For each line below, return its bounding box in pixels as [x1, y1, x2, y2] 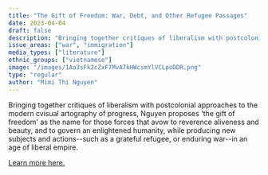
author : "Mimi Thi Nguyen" [8, 78, 98, 86]
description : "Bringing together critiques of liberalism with [8, 33, 223, 42]
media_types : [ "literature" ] [8, 49, 105, 56]
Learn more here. [8, 157, 65, 167]
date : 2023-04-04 [8, 19, 66, 27]
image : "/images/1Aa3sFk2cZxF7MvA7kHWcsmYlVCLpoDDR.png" [8, 64, 202, 72]
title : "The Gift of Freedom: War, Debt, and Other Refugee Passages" [8, 11, 248, 20]
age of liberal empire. [8, 142, 78, 152]
